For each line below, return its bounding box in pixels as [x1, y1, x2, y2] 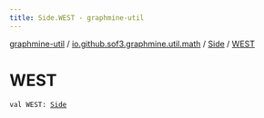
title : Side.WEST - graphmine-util [9, 13, 145, 23]
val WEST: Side [9, 100, 67, 109]
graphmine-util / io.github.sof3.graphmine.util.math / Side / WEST [9, 38, 256, 49]
